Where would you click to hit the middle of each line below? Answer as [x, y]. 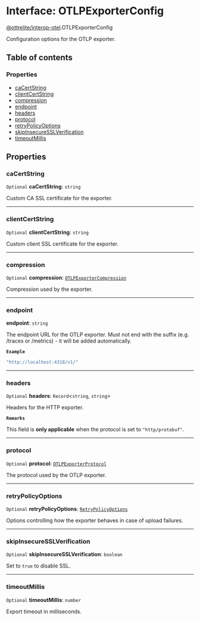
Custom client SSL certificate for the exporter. [62, 244]
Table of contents [39, 58]
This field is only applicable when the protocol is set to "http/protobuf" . [95, 429]
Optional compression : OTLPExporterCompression [66, 277]
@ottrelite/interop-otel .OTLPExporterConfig [60, 27]
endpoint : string [27, 323]
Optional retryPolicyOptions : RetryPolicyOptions [67, 509]
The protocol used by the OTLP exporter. [56, 475]
